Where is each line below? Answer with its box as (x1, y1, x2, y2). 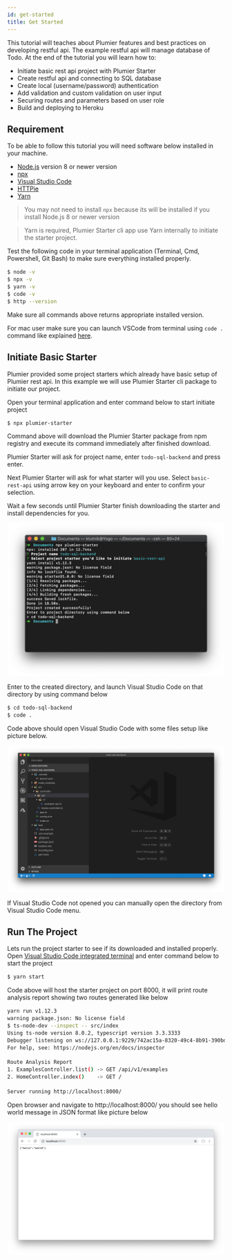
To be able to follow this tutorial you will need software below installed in (7, 142, 214, 150)
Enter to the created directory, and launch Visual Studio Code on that (7, 683, 204, 691)
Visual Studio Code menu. (7, 906, 81, 914)
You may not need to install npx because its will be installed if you (23, 205, 211, 214)
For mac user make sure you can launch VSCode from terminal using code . (7, 324, 224, 332)
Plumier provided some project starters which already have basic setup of (7, 369, 217, 378)
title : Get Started (7, 18, 64, 26)
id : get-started (7, 11, 54, 18)
